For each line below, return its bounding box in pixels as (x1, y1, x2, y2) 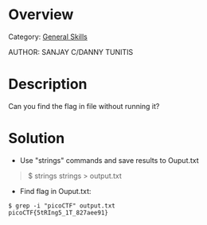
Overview (8, 6, 74, 24)
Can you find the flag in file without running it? (8, 101, 160, 111)
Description (8, 76, 88, 93)
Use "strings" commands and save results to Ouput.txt (19, 155, 199, 165)
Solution (8, 130, 65, 148)
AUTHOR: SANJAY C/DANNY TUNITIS (8, 47, 134, 56)
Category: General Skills (8, 32, 88, 41)
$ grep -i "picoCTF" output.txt (8, 201, 115, 210)
